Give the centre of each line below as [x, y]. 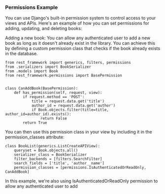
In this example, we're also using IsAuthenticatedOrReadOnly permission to [82, 181]
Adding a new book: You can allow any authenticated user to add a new [78, 38]
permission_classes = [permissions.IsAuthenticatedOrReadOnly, [80, 168]
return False [54, 119]
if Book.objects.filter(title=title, [70, 110]
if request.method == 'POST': [54, 97]
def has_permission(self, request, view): [58, 93]
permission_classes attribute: [35, 137]
